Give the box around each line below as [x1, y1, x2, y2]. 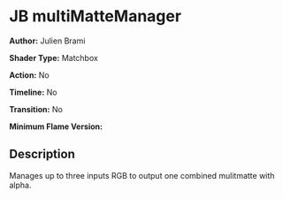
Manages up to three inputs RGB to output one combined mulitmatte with [9, 170, 275, 180]
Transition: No [9, 103, 64, 114]
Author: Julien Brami [9, 35, 86, 46]
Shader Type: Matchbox [9, 52, 99, 63]
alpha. [9, 180, 32, 190]
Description [9, 147, 75, 162]
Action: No [9, 69, 50, 80]
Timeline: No [9, 87, 57, 97]
